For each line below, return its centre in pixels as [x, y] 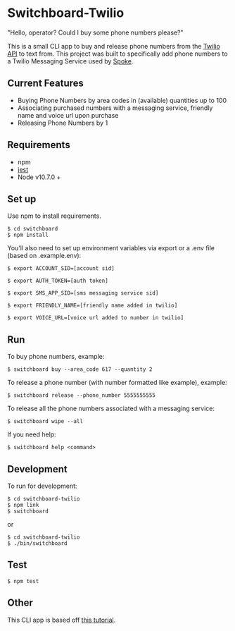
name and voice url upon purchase [68, 115]
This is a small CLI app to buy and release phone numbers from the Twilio [114, 46]
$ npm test [23, 581]
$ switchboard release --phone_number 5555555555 [82, 396]
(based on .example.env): [44, 256]
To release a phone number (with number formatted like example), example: [117, 383]
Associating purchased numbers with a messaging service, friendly [115, 108]
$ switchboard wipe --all [45, 422]
